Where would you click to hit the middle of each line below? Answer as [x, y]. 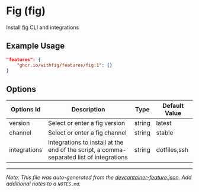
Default [173, 106]
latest [164, 123]
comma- [114, 150]
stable [165, 133]
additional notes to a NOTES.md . [44, 184]
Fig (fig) [26, 11]
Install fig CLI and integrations [43, 27]
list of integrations [103, 157]
